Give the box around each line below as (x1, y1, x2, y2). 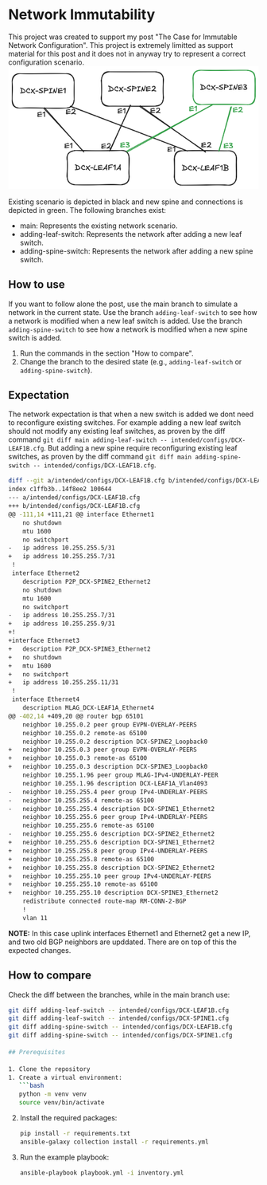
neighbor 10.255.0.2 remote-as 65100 (22, 729, 148, 737)
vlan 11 (22, 914, 48, 922)
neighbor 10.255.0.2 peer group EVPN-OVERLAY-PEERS (22, 720, 197, 729)
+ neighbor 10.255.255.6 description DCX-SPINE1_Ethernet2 (8, 839, 215, 847)
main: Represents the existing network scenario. (19, 221, 178, 230)
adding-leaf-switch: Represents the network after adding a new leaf (19, 229, 242, 238)
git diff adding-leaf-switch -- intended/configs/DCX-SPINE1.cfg (8, 1014, 229, 1022)
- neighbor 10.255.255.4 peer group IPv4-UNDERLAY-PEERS (8, 788, 208, 796)
